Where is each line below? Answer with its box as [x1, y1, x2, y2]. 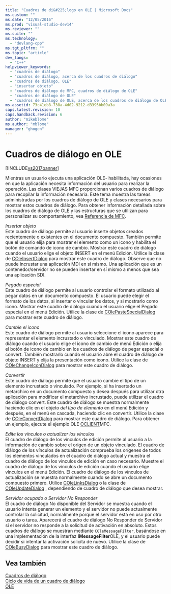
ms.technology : [5, 36, 38, 41]
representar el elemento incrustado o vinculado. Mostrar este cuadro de [5, 335, 156, 341]
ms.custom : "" [5, 12, 36, 17]
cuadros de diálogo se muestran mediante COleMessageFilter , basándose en [5, 528, 166, 534]
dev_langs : [5, 55, 28, 60]
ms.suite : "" [5, 31, 33, 36]
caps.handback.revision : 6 [5, 112, 63, 118]
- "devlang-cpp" [10, 41, 44, 46]
